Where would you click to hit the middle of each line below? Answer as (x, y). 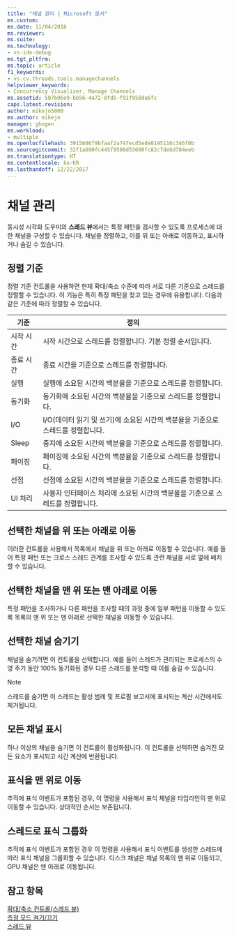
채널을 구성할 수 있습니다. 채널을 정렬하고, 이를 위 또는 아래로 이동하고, (110, 235)
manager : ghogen (31, 124)
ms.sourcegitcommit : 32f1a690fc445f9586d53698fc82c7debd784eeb (101, 150)
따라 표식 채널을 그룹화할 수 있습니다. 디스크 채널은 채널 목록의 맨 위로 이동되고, (115, 858)
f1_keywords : (26, 72)
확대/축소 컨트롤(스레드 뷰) (43, 909)
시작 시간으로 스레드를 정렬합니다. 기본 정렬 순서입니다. (127, 341)
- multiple (23, 137)
